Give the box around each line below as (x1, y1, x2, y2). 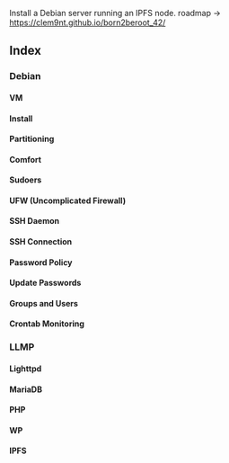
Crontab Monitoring (9, 318, 85, 329)
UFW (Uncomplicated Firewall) (9, 195, 127, 206)
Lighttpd (9, 363, 42, 374)
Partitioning (9, 134, 55, 145)
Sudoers (9, 174, 42, 185)
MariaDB (9, 384, 43, 395)
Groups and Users (9, 298, 79, 308)
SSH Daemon (9, 216, 60, 227)
